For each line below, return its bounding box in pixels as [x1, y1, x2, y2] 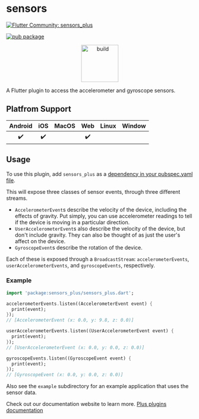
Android [9, 121, 33, 130]
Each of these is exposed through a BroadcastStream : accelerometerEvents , [6, 255, 189, 263]
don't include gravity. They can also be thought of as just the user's [14, 231, 181, 238]
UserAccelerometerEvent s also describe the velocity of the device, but [14, 225, 185, 232]
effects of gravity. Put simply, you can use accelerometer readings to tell [14, 212, 192, 219]
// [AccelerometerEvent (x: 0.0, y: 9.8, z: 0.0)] [6, 317, 134, 323]
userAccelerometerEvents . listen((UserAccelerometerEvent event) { [6, 328, 174, 334]
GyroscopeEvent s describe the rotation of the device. [14, 244, 143, 251]
